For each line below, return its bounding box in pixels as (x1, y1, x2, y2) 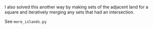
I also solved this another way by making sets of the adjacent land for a (4, 4, 149, 10)
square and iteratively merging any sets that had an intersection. (4, 9, 135, 15)
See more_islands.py (4, 19, 47, 24)
